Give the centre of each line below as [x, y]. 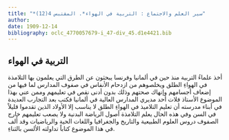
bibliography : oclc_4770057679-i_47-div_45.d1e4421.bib [90, 33]
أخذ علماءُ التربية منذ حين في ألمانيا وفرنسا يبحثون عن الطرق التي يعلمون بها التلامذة [115, 77]
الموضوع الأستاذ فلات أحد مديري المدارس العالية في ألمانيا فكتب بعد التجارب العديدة [115, 99]
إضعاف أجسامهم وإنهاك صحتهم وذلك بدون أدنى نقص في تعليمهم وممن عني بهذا [109, 92]
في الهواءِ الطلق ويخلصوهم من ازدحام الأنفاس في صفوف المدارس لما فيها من [108, 85]
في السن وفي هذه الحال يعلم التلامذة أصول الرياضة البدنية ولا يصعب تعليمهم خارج [112, 114]
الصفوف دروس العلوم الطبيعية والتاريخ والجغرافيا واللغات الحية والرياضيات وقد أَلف [113, 121]
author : [19, 20]
